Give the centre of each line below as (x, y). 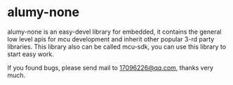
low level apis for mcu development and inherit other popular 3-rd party (111, 39)
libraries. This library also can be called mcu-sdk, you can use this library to (117, 46)
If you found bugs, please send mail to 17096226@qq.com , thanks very (111, 67)
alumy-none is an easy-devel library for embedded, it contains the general (114, 32)
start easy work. (31, 54)
